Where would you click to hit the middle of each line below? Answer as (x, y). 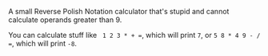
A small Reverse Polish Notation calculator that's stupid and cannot (119, 11)
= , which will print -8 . (43, 43)
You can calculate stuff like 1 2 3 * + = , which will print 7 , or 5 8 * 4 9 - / (134, 35)
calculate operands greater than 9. (65, 20)
